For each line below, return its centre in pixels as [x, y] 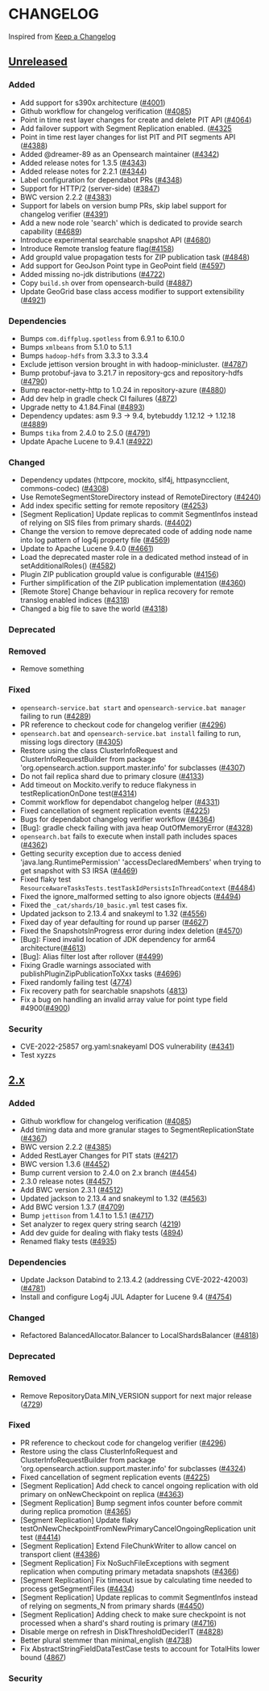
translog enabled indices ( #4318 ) [75, 600]
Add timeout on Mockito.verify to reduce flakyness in [108, 785]
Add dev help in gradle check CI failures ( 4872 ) [99, 398]
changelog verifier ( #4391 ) [64, 214]
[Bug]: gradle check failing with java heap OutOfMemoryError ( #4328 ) [137, 827]
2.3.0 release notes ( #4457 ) [66, 1181]
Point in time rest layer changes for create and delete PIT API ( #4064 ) [136, 120]
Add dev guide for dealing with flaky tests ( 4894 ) [101, 1232]
